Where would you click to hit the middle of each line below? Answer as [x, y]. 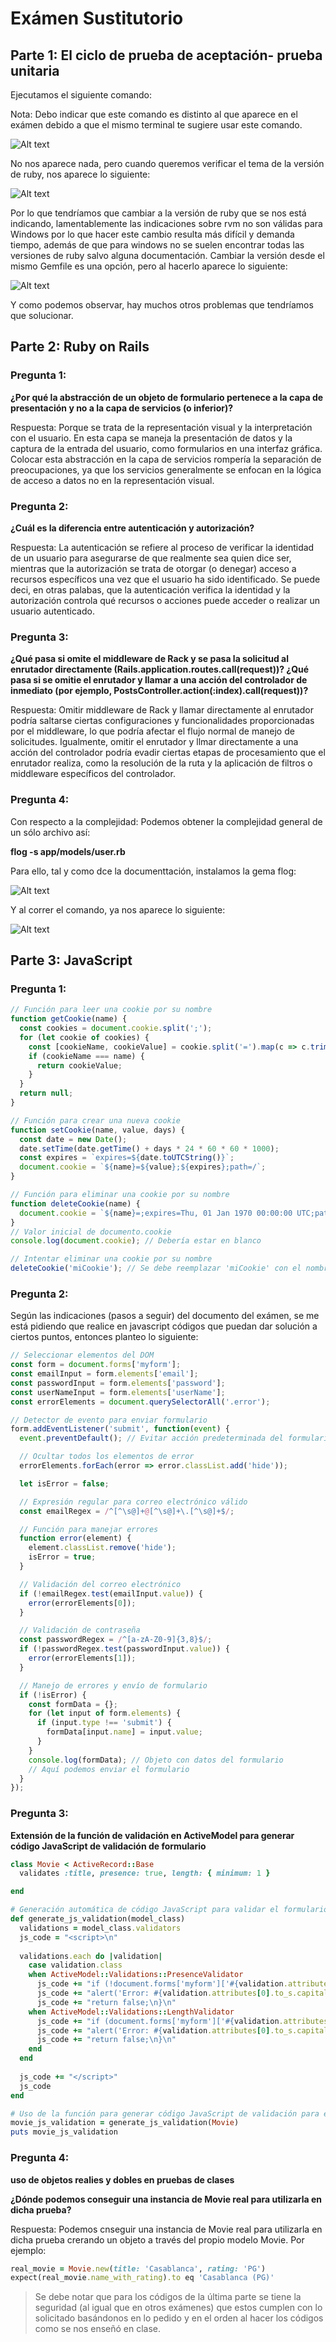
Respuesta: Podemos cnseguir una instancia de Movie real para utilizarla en [166, 2229]
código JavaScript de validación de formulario [108, 1846]
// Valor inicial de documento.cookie [91, 1232]
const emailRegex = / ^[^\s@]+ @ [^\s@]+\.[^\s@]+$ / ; [127, 1511]
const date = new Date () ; [73, 1139]
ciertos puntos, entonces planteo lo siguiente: [104, 1337]
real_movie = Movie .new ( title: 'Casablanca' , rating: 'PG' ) [138, 2268]
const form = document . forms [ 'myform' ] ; [96, 1365]
